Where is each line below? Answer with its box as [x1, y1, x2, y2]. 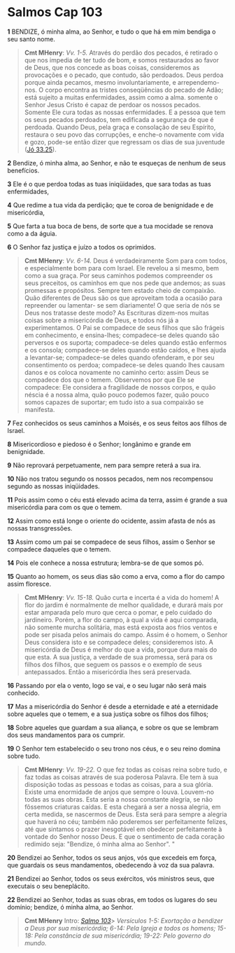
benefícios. [7, 166, 40, 174]
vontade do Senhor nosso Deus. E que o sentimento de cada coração [24, 832, 225, 841]
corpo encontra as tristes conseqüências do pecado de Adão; [45, 85, 224, 94]
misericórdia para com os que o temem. [7, 502, 122, 512]
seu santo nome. [7, 34, 56, 43]
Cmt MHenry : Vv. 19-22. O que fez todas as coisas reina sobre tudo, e [24, 765, 227, 774]
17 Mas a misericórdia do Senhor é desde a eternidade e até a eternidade [7, 702, 219, 711]
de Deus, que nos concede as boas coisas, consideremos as [24, 63, 200, 71]
